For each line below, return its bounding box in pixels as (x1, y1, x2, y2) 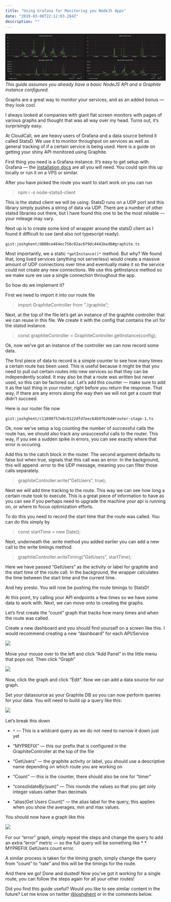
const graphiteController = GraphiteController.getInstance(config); (17, 332, 157, 339)
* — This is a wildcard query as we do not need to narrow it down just (12, 727, 159, 734)
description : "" (5, 19, 40, 24)
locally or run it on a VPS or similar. (5, 169, 79, 175)
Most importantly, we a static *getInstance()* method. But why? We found (5, 250, 162, 256)
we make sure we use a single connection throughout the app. (5, 272, 136, 278)
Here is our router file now (5, 405, 60, 411)
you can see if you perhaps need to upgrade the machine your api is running (5, 498, 166, 504)
